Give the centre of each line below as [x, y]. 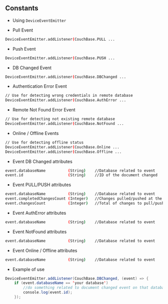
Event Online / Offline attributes [45, 250]
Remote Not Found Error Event [44, 110]
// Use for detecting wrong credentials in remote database [69, 96]
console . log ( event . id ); [48, 292]
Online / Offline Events [35, 133]
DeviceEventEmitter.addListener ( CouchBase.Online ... [62, 147]
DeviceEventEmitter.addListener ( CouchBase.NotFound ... [64, 124]
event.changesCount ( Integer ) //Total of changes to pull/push [85, 203]
